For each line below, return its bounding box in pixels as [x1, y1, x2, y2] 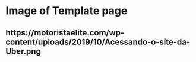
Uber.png [5, 46, 41, 56]
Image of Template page [5, 4, 128, 18]
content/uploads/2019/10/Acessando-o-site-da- [5, 37, 191, 47]
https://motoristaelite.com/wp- [5, 28, 125, 38]
